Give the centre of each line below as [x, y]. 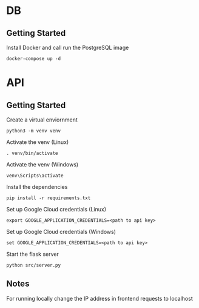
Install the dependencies [37, 187]
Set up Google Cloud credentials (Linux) [56, 209]
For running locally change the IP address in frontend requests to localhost [99, 298]
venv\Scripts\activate [35, 176]
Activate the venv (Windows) [42, 164]
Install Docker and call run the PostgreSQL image [68, 47]
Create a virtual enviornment [42, 120]
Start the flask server [32, 254]
